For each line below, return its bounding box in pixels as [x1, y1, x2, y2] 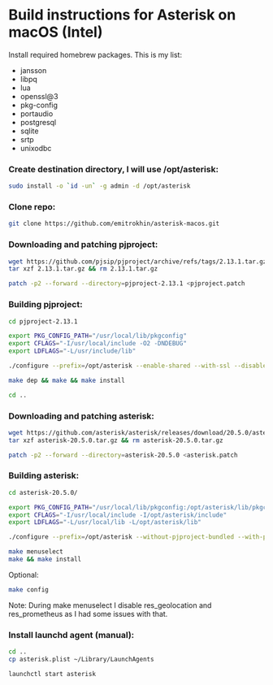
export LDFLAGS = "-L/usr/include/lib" [8, 347, 136, 355]
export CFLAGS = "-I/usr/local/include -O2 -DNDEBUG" [8, 340, 187, 348]
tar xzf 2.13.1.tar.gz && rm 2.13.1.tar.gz [8, 265, 158, 273]
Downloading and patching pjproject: [8, 239, 158, 250]
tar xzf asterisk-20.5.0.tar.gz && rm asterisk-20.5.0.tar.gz [8, 436, 223, 444]
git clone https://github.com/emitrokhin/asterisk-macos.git [8, 219, 220, 228]
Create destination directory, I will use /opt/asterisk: [8, 163, 219, 175]
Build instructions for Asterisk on [8, 6, 236, 24]
